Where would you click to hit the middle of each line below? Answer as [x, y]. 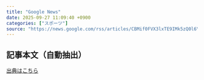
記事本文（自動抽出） [46, 55]
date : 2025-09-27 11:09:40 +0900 [49, 18]
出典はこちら [22, 71]
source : [16, 29]
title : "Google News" [34, 12]
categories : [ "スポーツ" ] [37, 23]
